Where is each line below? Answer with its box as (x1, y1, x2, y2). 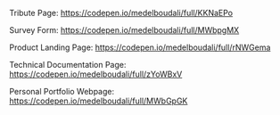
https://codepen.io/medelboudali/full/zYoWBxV (9, 69, 183, 79)
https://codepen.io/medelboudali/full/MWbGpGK (9, 95, 188, 106)
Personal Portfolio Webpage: (9, 86, 114, 96)
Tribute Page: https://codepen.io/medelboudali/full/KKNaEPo (9, 8, 234, 18)
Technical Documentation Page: (9, 60, 127, 70)
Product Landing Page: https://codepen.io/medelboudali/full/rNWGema (9, 42, 271, 53)
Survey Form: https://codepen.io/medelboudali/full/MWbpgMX (9, 25, 240, 35)
